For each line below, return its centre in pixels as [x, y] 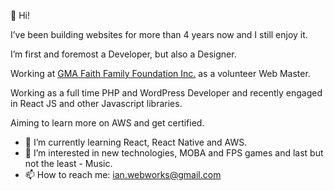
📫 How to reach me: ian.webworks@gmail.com [123, 174]
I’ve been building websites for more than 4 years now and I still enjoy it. [159, 34]
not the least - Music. [68, 163]
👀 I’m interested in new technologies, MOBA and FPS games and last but [174, 153]
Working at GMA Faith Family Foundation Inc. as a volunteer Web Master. [160, 73]
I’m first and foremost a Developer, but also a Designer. [123, 54]
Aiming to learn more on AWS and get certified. [107, 123]
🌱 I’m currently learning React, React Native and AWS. [136, 142]
